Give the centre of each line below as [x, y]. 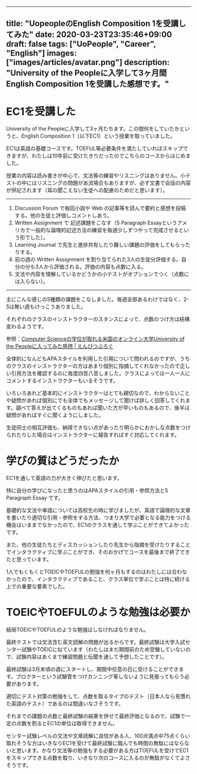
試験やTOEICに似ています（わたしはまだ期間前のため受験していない [103, 649]
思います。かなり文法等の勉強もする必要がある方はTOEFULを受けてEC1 [102, 751]
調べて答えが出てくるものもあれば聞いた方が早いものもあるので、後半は [103, 408]
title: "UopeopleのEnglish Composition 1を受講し [96, 24]
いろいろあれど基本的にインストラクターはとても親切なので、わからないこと [98, 393]
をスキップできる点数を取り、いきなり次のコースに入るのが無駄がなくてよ [96, 758]
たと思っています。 [29, 560]
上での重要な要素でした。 [37, 587]
